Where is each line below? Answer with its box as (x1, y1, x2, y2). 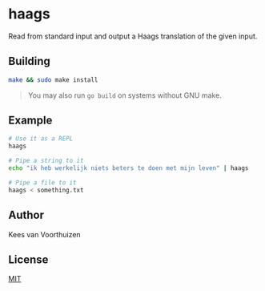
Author (8, 208, 44, 222)
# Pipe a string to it (8, 157, 84, 165)
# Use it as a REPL (8, 135, 74, 143)
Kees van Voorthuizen (8, 229, 82, 239)
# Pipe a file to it (8, 178, 78, 187)
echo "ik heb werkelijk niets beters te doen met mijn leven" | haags (8, 164, 249, 172)
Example (8, 114, 53, 127)
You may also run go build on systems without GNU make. (27, 90, 222, 100)
